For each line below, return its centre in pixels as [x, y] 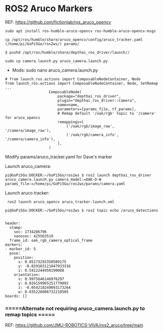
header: [13, 223]
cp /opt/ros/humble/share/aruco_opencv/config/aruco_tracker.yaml [74, 40]
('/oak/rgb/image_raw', [90, 126]
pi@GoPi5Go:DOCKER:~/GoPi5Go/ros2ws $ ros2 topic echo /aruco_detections [82, 210]
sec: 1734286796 [31, 232]
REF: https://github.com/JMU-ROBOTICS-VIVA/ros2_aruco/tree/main [74, 325]
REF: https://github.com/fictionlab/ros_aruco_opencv [58, 22]
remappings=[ [71, 122]
